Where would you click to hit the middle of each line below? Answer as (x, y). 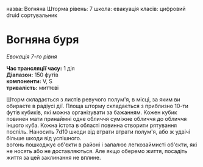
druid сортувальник (32, 15)
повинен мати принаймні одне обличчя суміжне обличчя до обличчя (97, 118)
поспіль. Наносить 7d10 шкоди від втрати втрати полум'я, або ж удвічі (98, 131)
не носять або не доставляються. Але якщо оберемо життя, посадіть (97, 151)
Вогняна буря (43, 40)
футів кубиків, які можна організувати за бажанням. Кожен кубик (92, 112)
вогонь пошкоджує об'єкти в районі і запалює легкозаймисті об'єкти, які (102, 145)
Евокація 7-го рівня (32, 56)
